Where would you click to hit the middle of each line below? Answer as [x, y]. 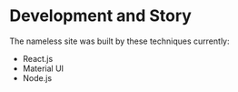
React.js [38, 58]
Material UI [43, 68]
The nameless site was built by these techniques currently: [119, 41]
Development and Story [101, 16]
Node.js [37, 77]
